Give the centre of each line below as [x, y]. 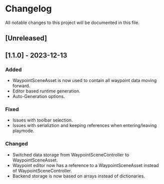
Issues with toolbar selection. [42, 120]
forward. [21, 86]
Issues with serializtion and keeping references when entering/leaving [84, 125]
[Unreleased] [26, 38]
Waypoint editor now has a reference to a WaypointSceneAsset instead [85, 165]
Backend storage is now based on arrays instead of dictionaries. [78, 176]
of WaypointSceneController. [42, 170]
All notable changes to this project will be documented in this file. [72, 22]
